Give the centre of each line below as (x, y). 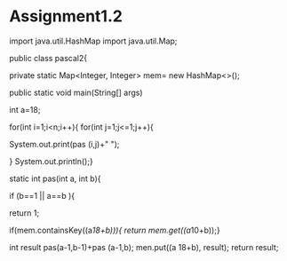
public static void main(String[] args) (76, 92)
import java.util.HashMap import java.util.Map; (93, 41)
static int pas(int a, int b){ (55, 178)
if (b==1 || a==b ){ (42, 195)
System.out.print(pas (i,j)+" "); (64, 144)
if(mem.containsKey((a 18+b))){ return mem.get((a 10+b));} (115, 230)
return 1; (24, 213)
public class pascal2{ (48, 58)
